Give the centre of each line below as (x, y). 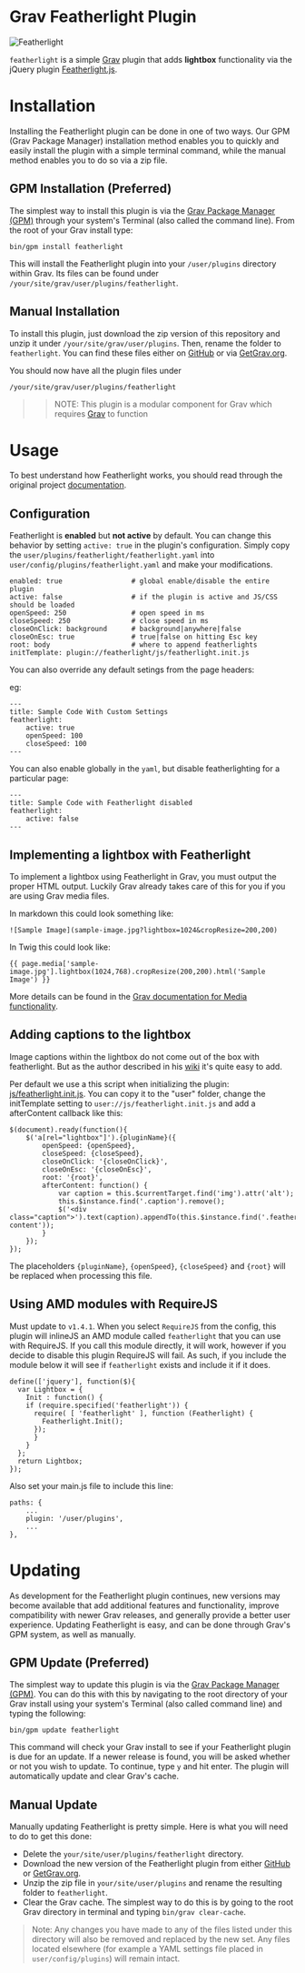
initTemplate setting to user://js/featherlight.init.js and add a (133, 1103)
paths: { (26, 1503)
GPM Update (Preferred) (79, 1663)
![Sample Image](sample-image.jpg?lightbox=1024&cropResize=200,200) (144, 931)
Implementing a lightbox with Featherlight (130, 855)
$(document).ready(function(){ (69, 1130)
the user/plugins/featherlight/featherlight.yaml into (112, 555)
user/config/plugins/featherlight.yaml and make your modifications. (141, 565)
